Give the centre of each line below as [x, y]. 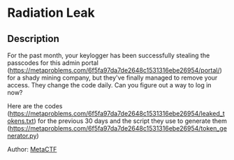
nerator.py [22, 136]
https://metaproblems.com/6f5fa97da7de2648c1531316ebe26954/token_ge [118, 128]
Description [33, 39]
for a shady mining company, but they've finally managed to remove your [112, 78]
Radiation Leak [51, 13]
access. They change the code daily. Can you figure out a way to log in [109, 85]
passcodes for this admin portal [53, 63]
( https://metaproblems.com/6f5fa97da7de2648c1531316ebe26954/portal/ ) [115, 70]
